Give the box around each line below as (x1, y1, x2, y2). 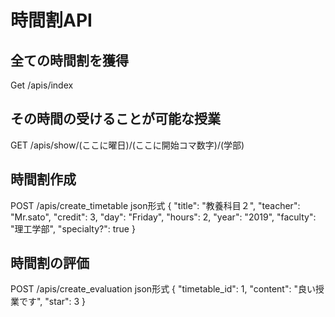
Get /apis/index (10, 79, 74, 91)
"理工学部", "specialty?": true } (10, 222, 136, 235)
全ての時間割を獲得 (10, 52, 129, 69)
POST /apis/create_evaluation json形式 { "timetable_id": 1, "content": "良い (10, 283, 316, 295)
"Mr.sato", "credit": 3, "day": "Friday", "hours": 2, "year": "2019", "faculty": (10, 211, 317, 223)
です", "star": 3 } (18, 296, 87, 308)
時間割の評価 (10, 255, 90, 272)
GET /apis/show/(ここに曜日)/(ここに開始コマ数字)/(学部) (10, 139, 245, 151)
